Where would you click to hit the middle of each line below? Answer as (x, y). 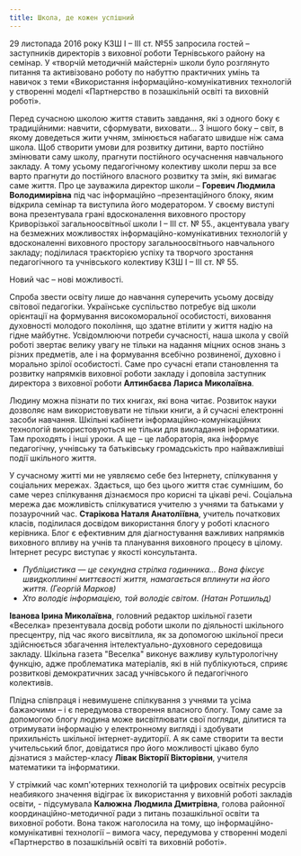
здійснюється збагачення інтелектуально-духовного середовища (136, 644)
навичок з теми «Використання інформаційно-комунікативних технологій (150, 81)
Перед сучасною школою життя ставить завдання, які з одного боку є (145, 118)
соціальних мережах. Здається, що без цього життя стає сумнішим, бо (146, 485)
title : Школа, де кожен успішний (72, 18)
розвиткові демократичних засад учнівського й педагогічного (129, 673)
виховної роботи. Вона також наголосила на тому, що (112, 823)
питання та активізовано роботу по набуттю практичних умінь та (135, 72)
